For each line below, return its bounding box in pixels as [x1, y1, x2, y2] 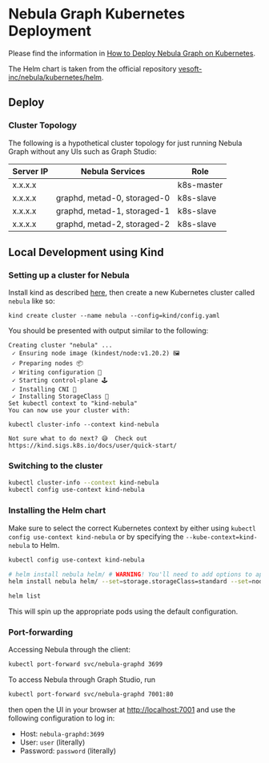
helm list [8, 592, 42, 600]
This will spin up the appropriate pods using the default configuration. [8, 607, 239, 616]
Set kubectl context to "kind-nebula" [8, 400, 138, 408]
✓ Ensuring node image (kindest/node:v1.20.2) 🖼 [11, 350, 180, 358]
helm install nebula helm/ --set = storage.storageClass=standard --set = [8, 578, 252, 586]
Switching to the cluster [8, 461, 103, 472]
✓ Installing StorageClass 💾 [11, 392, 110, 401]
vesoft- [178, 63, 203, 73]
